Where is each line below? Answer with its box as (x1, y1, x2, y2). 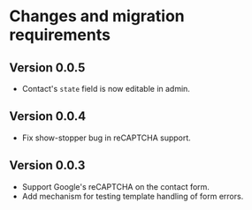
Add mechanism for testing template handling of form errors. (21, 191, 244, 201)
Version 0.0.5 (9, 60, 86, 75)
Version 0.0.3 (9, 158, 86, 173)
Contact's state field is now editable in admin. (21, 84, 190, 94)
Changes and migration (9, 6, 186, 26)
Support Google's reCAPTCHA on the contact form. (21, 181, 210, 191)
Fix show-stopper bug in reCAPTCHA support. (21, 132, 192, 143)
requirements (9, 25, 111, 45)
